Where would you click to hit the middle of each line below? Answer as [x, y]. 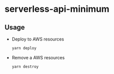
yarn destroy [25, 67]
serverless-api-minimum [57, 9]
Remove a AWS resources [38, 57]
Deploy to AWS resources [38, 39]
